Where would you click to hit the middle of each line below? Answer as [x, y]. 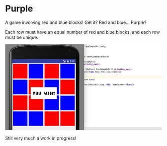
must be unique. [22, 37]
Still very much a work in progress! [41, 138]
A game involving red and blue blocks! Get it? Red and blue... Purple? [76, 22]
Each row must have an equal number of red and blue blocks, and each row [83, 32]
